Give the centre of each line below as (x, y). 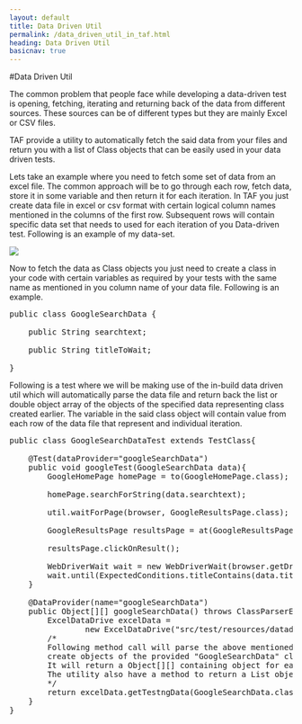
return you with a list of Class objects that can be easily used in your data (145, 150)
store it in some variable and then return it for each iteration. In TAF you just (149, 196)
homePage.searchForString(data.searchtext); (147, 495)
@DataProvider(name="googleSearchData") (119, 603)
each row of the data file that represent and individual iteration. (126, 424)
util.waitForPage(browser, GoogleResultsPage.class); (168, 513)
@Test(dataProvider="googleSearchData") (119, 459)
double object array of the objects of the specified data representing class (147, 405)
